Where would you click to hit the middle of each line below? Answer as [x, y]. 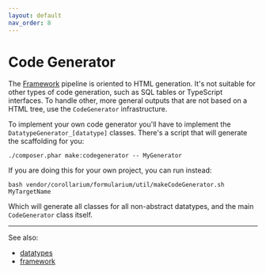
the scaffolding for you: [46, 141]
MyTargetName [30, 192]
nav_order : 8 [30, 23]
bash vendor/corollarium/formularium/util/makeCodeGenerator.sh [116, 185]
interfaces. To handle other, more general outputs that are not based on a [128, 100]
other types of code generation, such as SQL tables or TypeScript [116, 93]
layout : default [35, 15]
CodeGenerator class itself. [51, 215]
